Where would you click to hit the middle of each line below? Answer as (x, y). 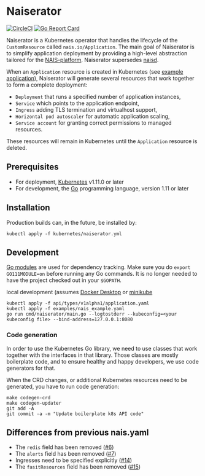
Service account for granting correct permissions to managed (93, 123)
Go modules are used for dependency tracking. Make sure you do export (99, 267)
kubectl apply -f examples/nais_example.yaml (65, 309)
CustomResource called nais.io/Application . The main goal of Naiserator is (100, 47)
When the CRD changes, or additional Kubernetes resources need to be (97, 380)
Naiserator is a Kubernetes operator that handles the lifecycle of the (92, 40)
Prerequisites (33, 167)
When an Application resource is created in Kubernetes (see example (95, 71)
